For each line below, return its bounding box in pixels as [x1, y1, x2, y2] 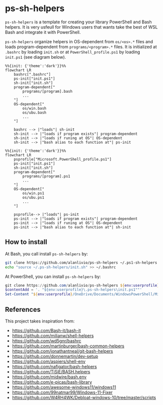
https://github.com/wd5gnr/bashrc [12, 338, 81, 343]
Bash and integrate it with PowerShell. [5, 29, 81, 35]
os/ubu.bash [22, 110, 47, 115]
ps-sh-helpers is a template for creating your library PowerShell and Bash [5, 19, 152, 25]
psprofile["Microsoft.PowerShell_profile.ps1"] [14, 157, 112, 162]
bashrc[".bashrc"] [14, 72, 51, 77]
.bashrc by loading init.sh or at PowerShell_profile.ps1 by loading [5, 49, 140, 55]
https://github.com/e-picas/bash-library [12, 379, 92, 385]
